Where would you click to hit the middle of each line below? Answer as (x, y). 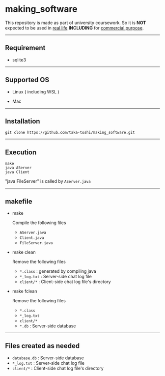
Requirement (25, 48)
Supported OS (27, 80)
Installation (23, 121)
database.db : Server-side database (48, 358)
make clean (24, 252)
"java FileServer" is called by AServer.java (48, 181)
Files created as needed (42, 346)
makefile (19, 201)
